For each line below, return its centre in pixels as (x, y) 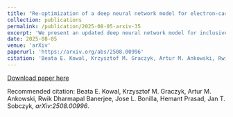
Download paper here (38, 78)
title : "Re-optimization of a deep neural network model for (97, 13)
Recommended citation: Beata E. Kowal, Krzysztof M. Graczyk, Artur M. (109, 91)
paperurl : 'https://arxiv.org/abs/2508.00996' (76, 52)
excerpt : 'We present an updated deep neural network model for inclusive (118, 33)
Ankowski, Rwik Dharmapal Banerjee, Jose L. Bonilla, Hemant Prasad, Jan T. (116, 98)
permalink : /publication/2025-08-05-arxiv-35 (74, 26)
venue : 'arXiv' (29, 45)
